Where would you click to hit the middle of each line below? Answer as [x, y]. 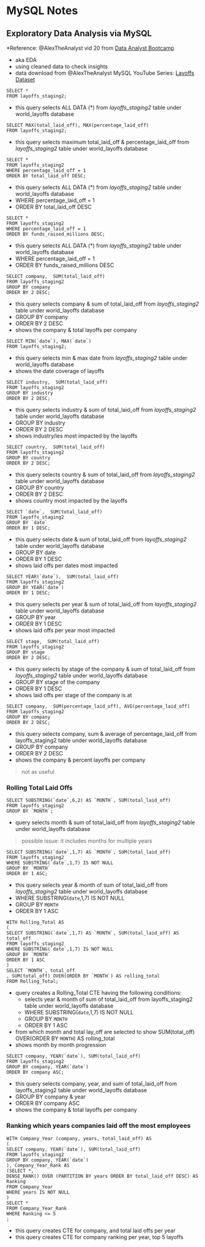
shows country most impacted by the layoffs [71, 500]
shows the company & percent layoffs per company [80, 760]
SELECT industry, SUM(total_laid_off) [57, 382]
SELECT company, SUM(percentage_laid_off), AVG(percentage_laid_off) [98, 706]
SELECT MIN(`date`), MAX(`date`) [49, 341]
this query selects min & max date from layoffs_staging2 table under [101, 358]
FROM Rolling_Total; [33, 982]
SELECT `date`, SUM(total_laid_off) [54, 512]
